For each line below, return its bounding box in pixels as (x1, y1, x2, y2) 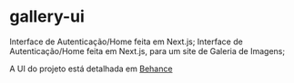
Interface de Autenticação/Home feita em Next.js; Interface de (9, 36, 243, 47)
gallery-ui (9, 6, 85, 27)
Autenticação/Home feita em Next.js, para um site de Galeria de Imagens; (9, 45, 285, 56)
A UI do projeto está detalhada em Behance (9, 63, 173, 74)
